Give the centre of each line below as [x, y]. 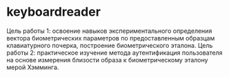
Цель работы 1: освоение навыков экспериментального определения [109, 31]
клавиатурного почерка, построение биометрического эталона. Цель [110, 45]
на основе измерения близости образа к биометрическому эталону [107, 60]
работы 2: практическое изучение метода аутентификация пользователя [114, 53]
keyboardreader [54, 12]
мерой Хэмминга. [33, 67]
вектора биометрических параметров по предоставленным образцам [111, 38]
